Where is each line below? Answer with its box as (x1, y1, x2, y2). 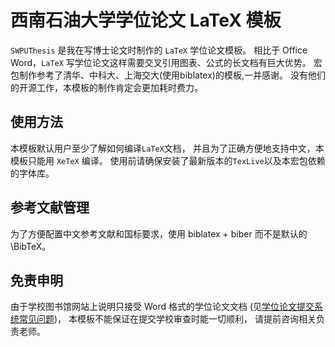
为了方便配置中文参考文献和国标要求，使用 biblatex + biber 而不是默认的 (10, 227, 308, 240)
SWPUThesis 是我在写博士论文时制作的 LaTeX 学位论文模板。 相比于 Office (10, 44, 308, 56)
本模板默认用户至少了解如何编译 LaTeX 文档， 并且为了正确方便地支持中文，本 (10, 142, 325, 154)
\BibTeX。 (10, 240, 52, 252)
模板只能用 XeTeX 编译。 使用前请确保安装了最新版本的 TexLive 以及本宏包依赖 (10, 154, 326, 166)
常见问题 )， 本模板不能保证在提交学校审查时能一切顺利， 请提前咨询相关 (18, 313, 317, 325)
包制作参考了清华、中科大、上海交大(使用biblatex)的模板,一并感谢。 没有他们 (10, 69, 326, 81)
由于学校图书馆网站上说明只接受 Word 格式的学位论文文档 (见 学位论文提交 (10, 301, 315, 313)
